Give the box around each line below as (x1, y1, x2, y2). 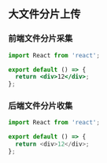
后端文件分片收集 (8, 101, 73, 112)
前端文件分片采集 (8, 33, 73, 44)
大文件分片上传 (8, 7, 81, 21)
